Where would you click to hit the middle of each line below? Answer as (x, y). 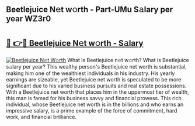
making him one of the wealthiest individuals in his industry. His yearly (90, 73)
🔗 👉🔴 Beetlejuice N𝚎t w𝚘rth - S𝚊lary (75, 43)
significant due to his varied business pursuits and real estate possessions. (96, 86)
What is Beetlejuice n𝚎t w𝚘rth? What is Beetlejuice (128, 60)
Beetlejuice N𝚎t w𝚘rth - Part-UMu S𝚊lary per (90, 10)
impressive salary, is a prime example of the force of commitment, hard (92, 110)
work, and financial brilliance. (41, 117)
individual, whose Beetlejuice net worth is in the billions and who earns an (95, 104)
